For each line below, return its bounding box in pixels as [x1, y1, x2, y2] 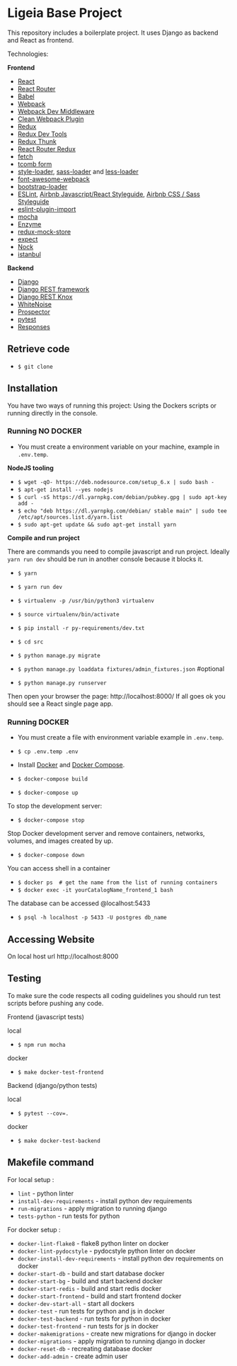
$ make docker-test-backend [17, 1137, 100, 1144]
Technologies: [7, 50, 49, 58]
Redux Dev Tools [17, 130, 67, 138]
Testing [7, 972, 42, 985]
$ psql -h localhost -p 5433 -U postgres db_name [17, 914, 168, 922]
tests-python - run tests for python [17, 1212, 120, 1220]
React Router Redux [17, 144, 76, 153]
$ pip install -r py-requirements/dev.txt [17, 624, 145, 631]
